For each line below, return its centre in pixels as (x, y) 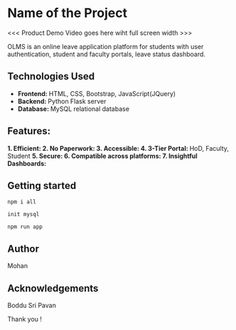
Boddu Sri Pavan (32, 305)
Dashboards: (27, 163)
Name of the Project (68, 13)
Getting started (42, 185)
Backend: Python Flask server (62, 101)
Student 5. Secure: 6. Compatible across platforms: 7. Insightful (102, 156)
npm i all (22, 202)
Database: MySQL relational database (74, 109)
